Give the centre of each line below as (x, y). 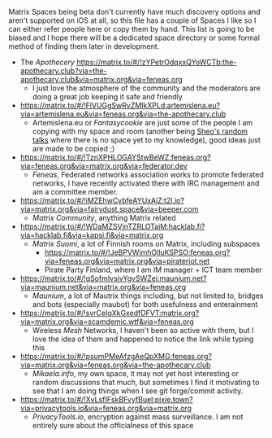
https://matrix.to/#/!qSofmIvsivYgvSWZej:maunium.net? (113, 278)
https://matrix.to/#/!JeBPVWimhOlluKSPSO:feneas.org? (137, 252)
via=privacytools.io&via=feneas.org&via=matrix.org (106, 408)
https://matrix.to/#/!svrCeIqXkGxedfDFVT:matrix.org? (110, 313)
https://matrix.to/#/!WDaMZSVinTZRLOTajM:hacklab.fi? (112, 226)
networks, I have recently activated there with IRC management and (146, 183)
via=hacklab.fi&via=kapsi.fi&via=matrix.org (92, 235)
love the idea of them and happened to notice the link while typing (143, 339)
